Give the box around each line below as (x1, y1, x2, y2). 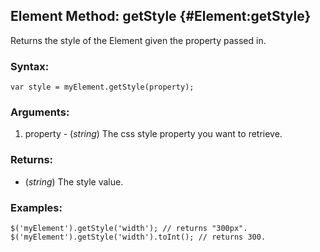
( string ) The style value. (24, 175, 124, 188)
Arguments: (10, 105, 70, 119)
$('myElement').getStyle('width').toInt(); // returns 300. (10, 232, 267, 242)
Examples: (10, 200, 63, 214)
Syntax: (10, 59, 50, 73)
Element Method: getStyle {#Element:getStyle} (10, 8, 312, 25)
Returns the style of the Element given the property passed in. (10, 34, 267, 46)
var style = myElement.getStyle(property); (10, 82, 195, 93)
